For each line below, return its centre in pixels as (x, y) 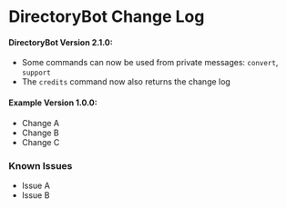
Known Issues (41, 165)
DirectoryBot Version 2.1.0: (61, 42)
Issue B (36, 195)
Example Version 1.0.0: (53, 103)
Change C (41, 142)
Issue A (36, 185)
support (36, 73)
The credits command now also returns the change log (126, 82)
